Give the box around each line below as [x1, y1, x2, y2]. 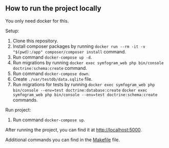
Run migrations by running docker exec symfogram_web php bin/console [12, 59, 164, 66]
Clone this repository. [12, 38, 58, 44]
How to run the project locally [5, 4, 101, 13]
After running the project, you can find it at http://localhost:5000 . [5, 126, 142, 133]
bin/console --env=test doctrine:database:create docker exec [12, 87, 147, 93]
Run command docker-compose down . [12, 70, 90, 77]
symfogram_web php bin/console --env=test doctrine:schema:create [12, 92, 158, 97]
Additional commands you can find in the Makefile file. [5, 136, 120, 143]
